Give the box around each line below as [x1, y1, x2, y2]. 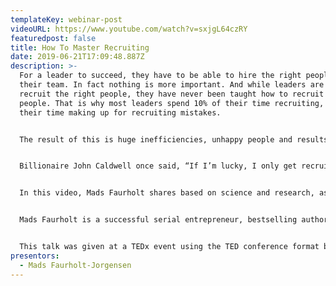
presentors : [10, 251, 60, 261]
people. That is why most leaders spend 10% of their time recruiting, [19, 98, 325, 108]
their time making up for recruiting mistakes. [19, 107, 222, 118]
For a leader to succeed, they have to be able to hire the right [19, 71, 302, 81]
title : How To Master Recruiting [10, 42, 150, 53]
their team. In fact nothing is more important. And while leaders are [19, 80, 325, 90]
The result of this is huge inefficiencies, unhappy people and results [19, 134, 329, 145]
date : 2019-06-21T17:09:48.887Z [10, 52, 145, 62]
